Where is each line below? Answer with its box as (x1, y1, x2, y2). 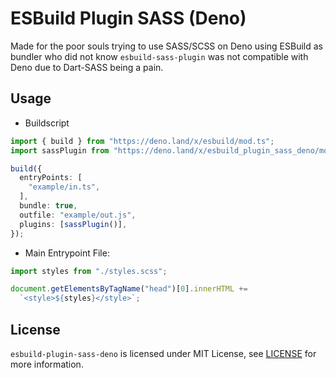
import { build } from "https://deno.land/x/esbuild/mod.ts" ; (10, 136, 275, 146)
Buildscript (24, 117, 70, 129)
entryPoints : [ (19, 173, 83, 183)
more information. (10, 358, 84, 370)
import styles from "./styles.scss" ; (10, 266, 168, 276)
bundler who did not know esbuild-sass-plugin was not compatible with (10, 50, 309, 62)
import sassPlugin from (10, 145, 110, 156)
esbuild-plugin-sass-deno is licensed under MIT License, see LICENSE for (10, 347, 317, 359)
